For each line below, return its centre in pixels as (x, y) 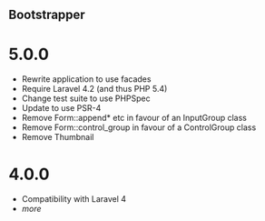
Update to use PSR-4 (61, 108)
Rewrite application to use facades (86, 79)
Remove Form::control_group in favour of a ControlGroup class (139, 127)
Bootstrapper (47, 15)
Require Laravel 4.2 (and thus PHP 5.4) (94, 89)
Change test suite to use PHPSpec (86, 98)
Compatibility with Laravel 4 (74, 199)
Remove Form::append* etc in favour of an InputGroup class (134, 118)
